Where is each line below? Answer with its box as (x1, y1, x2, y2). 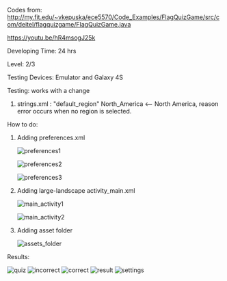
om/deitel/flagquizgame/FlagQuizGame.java (7, 21, 131, 28)
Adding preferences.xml (16, 133, 85, 142)
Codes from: (7, 6, 42, 14)
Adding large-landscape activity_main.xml (16, 187, 135, 194)
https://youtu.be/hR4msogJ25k (7, 34, 96, 42)
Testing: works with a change (7, 87, 90, 94)
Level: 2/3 (7, 60, 36, 68)
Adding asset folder (16, 226, 73, 235)
